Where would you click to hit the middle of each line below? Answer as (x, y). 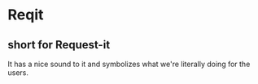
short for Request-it (59, 45)
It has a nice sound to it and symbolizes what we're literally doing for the (129, 64)
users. (18, 73)
